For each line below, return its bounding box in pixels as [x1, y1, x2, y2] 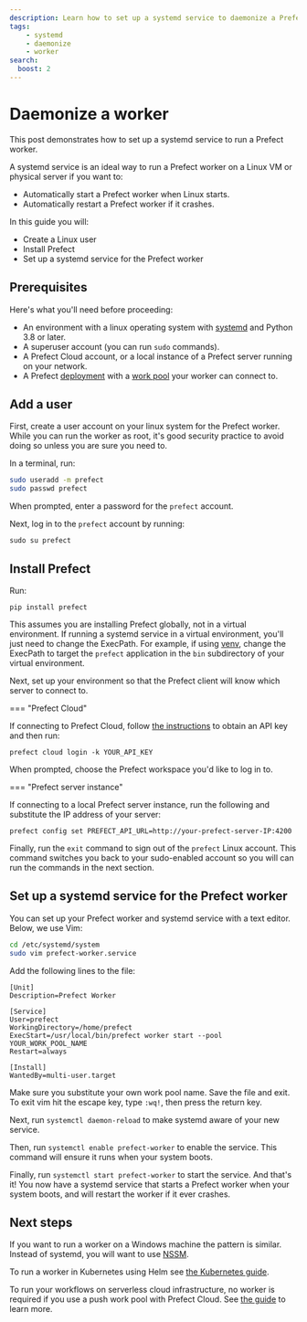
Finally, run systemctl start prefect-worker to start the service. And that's [9, 1169, 292, 1179]
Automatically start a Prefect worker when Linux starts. [22, 188, 230, 199]
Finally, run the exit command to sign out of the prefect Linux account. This [9, 842, 297, 853]
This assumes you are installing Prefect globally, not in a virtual [9, 619, 247, 629]
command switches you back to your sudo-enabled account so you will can [9, 852, 294, 863]
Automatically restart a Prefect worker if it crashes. [22, 198, 215, 209]
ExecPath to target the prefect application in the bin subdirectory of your [9, 648, 285, 659]
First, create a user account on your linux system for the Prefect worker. [9, 421, 281, 432]
